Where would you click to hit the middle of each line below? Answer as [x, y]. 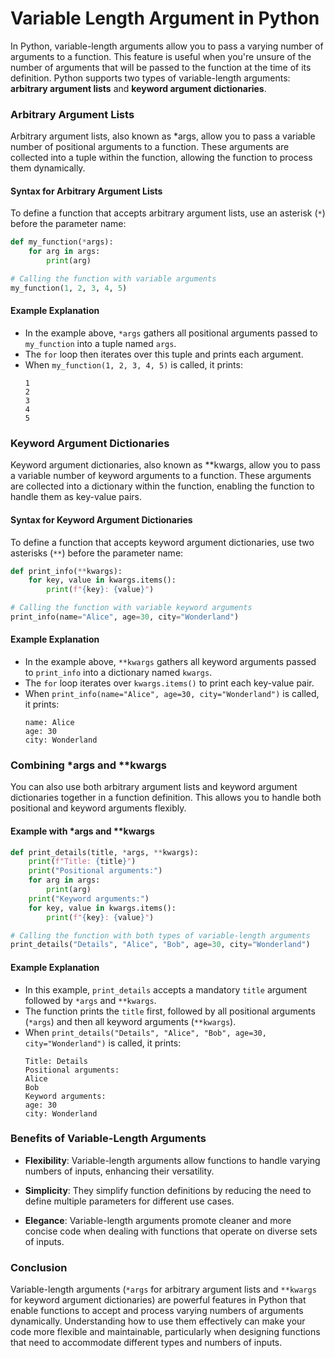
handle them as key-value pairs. [76, 497]
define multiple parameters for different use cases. [129, 1201]
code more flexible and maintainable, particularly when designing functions [165, 1332]
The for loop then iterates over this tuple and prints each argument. [164, 354]
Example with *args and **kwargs [82, 831]
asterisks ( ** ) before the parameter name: [97, 553]
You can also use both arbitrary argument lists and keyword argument [154, 787]
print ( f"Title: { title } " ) [82, 862]
